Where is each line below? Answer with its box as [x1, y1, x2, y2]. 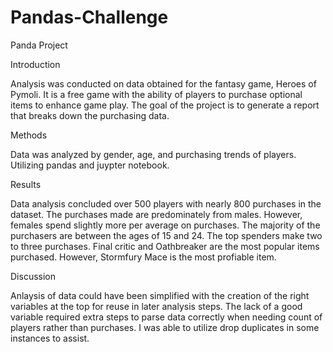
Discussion [10, 270, 56, 282]
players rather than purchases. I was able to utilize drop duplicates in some [10, 321, 320, 333]
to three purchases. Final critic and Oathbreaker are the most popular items [10, 240, 320, 252]
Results [10, 178, 42, 190]
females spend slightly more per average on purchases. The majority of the [10, 219, 321, 231]
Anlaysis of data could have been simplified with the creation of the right [10, 289, 310, 301]
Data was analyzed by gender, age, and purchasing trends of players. [10, 148, 297, 160]
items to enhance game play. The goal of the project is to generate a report [10, 99, 320, 111]
